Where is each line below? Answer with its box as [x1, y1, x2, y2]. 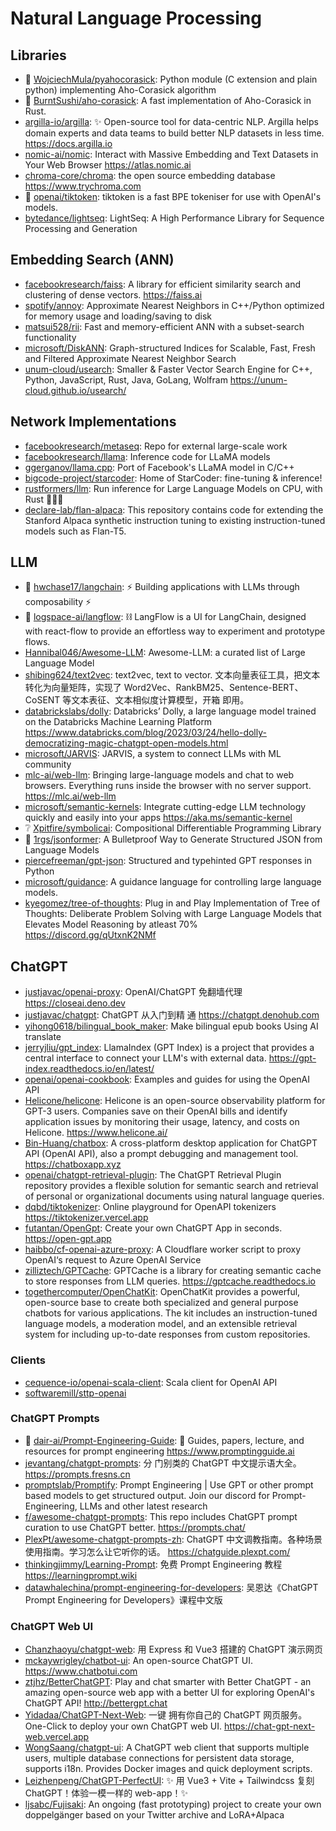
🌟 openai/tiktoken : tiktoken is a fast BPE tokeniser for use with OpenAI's [24, 191, 322, 202]
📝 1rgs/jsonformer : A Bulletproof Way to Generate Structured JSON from [24, 833, 323, 846]
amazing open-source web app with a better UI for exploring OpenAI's [24, 1687, 315, 1699]
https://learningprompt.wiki [24, 1569, 138, 1581]
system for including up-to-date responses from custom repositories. [24, 1328, 311, 1341]
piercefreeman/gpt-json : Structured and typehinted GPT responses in [24, 855, 313, 867]
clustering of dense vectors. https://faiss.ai [24, 288, 203, 301]
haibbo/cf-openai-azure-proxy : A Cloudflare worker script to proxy [24, 1243, 302, 1256]
